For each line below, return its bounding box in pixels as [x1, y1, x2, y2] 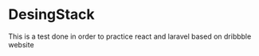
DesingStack [8, 6, 95, 24]
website [8, 39, 34, 49]
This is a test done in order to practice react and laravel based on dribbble [8, 32, 252, 41]
